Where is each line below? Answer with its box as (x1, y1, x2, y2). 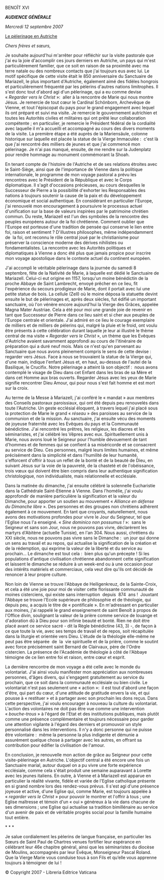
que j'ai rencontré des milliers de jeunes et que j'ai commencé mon (5, 141, 141, 147)
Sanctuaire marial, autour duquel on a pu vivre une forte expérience (5, 762, 142, 768)
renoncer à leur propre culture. (5, 571, 68, 577)
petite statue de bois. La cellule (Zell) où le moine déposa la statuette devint (5, 291, 158, 297)
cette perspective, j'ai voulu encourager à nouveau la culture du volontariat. (5, 700, 158, 706)
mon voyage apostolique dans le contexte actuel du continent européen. (5, 255, 151, 261)
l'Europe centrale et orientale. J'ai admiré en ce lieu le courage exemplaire (5, 317, 155, 323)
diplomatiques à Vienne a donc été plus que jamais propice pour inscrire (5, 250, 151, 256)
